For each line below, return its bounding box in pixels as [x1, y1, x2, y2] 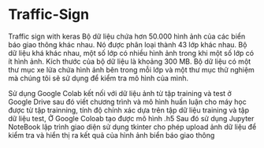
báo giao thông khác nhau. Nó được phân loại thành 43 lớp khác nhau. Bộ [8, 39, 247, 49]
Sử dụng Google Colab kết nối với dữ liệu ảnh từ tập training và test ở [8, 88, 232, 98]
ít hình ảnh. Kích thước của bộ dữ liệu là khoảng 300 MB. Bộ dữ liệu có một [8, 57, 251, 66]
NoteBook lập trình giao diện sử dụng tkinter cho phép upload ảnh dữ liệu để [8, 122, 257, 131]
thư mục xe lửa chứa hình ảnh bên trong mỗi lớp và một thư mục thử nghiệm [8, 65, 255, 74]
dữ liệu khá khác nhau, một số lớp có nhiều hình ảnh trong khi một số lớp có [8, 48, 255, 57]
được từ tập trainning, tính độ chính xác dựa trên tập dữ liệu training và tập [8, 105, 250, 115]
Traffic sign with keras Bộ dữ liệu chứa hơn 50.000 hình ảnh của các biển [8, 31, 246, 41]
